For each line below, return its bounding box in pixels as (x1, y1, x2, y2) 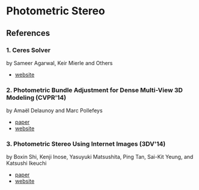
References (6, 28, 50, 38)
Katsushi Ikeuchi (6, 160, 47, 167)
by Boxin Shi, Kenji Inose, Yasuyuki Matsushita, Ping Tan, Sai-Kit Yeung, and (6, 154, 194, 161)
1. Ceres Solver (6, 46, 51, 54)
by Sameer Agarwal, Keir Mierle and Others (6, 59, 113, 66)
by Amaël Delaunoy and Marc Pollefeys (6, 107, 103, 114)
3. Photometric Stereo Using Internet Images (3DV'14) (6, 140, 166, 148)
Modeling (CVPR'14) (6, 93, 67, 102)
